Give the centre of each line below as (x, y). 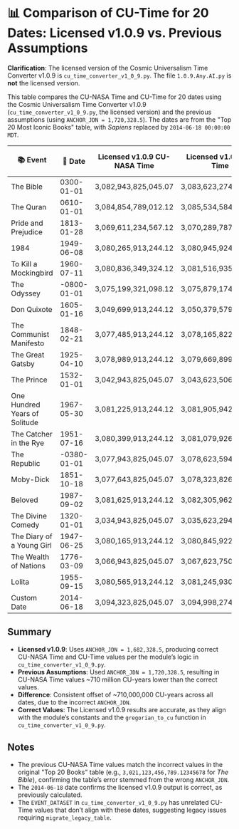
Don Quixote (32, 309)
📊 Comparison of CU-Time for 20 (108, 13)
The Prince (29, 380)
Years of (25, 413)
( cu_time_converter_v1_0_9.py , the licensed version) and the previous (110, 112)
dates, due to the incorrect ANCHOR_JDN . (74, 702)
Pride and (27, 223)
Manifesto (28, 343)
